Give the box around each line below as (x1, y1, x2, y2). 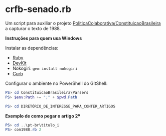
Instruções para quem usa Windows (5, 35, 82, 41)
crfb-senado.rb (5, 4, 72, 15)
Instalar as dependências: (5, 45, 59, 51)
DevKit (12, 60, 27, 66)
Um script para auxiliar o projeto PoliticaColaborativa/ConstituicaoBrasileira (5, 20, 161, 26)
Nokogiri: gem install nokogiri (12, 65, 78, 71)
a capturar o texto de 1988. (5, 25, 61, 31)
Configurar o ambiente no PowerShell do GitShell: (5, 80, 108, 86)
